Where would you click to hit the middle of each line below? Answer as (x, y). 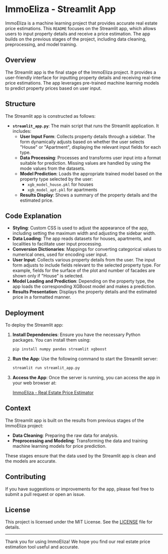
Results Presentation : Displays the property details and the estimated (84, 292)
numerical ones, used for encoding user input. (60, 254)
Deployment (25, 313)
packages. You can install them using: (51, 340)
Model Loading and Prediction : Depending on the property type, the (83, 281)
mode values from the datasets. (52, 168)
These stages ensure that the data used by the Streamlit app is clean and (80, 456)
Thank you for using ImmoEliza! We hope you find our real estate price (78, 541)
